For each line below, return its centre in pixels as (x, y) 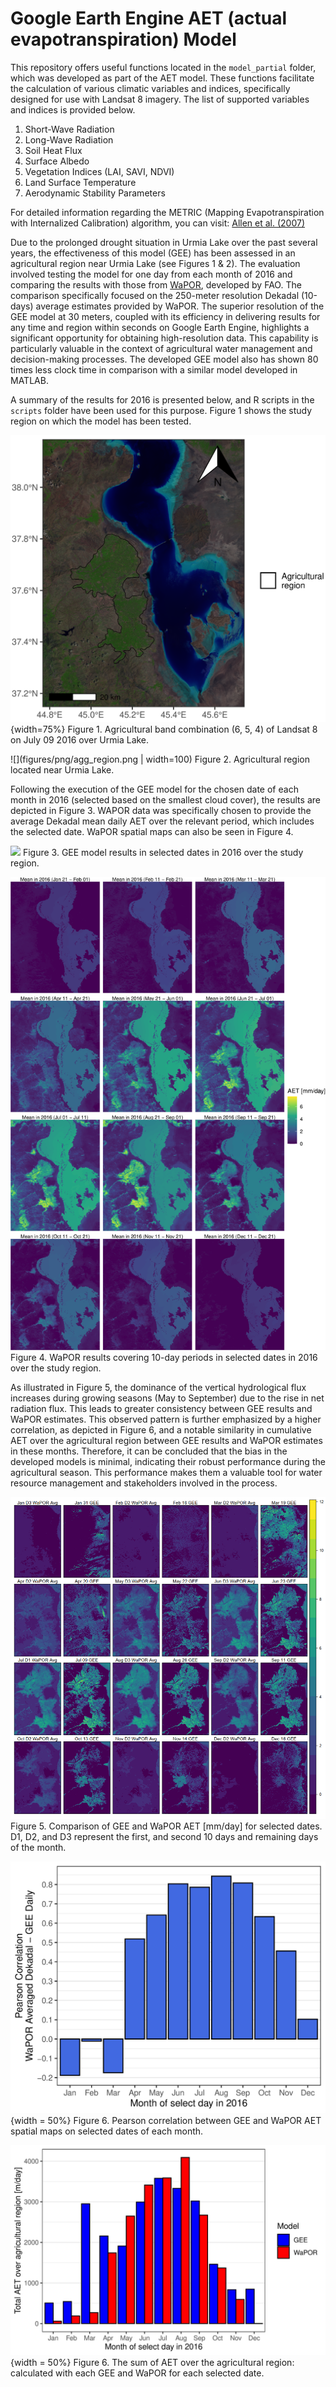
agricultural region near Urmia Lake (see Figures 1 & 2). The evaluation (155, 263)
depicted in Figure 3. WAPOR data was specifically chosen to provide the (161, 811)
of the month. (38, 1847)
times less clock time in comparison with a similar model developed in (154, 369)
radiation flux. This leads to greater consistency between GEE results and (161, 1408)
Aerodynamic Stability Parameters (95, 193)
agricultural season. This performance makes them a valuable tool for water (166, 1472)
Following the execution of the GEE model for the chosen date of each (154, 789)
